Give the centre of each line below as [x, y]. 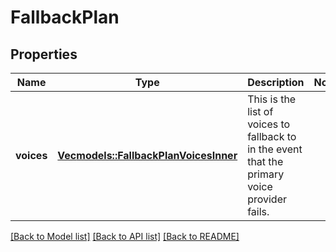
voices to [269, 124]
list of [260, 111]
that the [265, 161]
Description [276, 82]
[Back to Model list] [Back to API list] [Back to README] [125, 236]
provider [267, 199]
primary [266, 174]
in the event [275, 149]
